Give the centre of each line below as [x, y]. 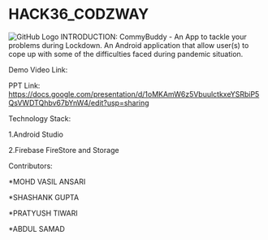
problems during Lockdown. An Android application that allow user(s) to [129, 45]
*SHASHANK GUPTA [44, 197]
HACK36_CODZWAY [79, 14]
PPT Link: [24, 85]
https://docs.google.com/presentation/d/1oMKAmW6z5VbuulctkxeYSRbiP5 [134, 94]
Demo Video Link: [38, 69]
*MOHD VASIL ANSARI [47, 181]
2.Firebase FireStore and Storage [64, 150]
